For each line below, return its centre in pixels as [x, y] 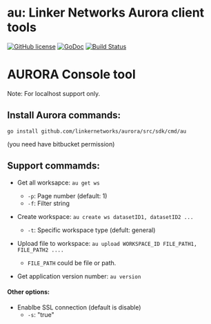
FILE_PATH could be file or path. [72, 263]
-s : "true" [41, 314]
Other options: [29, 292]
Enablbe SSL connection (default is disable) [79, 307]
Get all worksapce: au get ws [58, 182]
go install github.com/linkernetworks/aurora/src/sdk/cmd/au [97, 131]
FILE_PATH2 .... [40, 250]
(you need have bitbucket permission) [61, 144]
